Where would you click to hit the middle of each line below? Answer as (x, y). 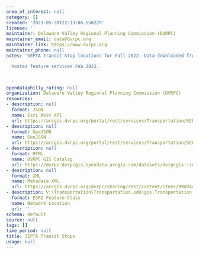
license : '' (21, 28)
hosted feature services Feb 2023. (55, 66)
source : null (22, 220)
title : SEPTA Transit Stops (41, 237)
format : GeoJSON (31, 132)
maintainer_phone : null (36, 50)
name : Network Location (41, 203)
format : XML (26, 176)
